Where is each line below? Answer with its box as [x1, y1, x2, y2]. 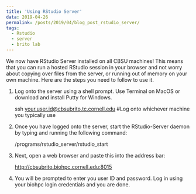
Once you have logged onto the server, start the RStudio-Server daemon [14, 123, 190, 130]
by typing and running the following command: [14, 129, 128, 136]
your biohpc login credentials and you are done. [14, 180, 130, 188]
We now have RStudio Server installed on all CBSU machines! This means [6, 57, 183, 65]
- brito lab [11, 42, 41, 48]
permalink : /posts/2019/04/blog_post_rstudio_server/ [6, 19, 140, 25]
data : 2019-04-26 [6, 14, 49, 20]
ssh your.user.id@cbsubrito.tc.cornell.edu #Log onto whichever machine [14, 105, 190, 112]
